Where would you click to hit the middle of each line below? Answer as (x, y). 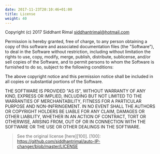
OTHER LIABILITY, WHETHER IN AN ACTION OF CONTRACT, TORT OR (75, 117)
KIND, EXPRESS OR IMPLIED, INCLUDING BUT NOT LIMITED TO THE (73, 96)
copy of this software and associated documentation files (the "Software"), (80, 47)
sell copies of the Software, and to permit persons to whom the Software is (80, 62)
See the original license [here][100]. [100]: (59, 136)
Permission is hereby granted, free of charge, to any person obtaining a (76, 42)
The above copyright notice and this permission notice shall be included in (79, 77)
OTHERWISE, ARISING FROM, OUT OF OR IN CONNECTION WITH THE (75, 122)
